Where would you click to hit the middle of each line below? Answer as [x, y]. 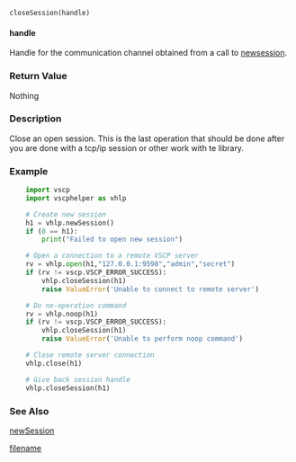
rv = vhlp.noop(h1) [62, 314]
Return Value [38, 76]
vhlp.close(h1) [54, 363]
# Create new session [66, 214]
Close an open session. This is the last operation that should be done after [147, 138]
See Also [29, 411]
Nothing [24, 95]
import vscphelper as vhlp [76, 198]
